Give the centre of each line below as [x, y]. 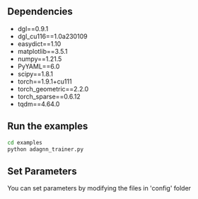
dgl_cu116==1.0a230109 [52, 36]
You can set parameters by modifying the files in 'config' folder [99, 188]
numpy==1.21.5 [40, 59]
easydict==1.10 [39, 44]
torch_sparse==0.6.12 [49, 96]
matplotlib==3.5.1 [42, 51]
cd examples [25, 142]
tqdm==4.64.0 [39, 104]
